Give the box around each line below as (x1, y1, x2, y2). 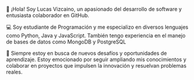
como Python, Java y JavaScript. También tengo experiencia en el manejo (6, 32, 186, 39)
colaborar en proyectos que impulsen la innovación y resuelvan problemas (6, 62, 187, 69)
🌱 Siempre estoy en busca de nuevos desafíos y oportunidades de (6, 50, 168, 56)
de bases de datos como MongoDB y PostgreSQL (6, 38, 126, 45)
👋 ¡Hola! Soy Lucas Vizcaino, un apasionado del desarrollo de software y (6, 6, 182, 12)
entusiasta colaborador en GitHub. (6, 12, 89, 19)
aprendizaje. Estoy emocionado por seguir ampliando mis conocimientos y (6, 56, 187, 63)
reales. (6, 68, 23, 75)
